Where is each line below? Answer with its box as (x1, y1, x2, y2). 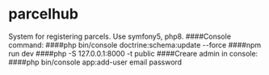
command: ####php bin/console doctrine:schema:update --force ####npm (8, 40, 262, 49)
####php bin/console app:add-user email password (8, 57, 183, 67)
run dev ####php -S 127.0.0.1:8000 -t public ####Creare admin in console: (8, 48, 258, 58)
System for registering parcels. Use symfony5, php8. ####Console (8, 31, 232, 41)
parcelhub (8, 5, 79, 23)
